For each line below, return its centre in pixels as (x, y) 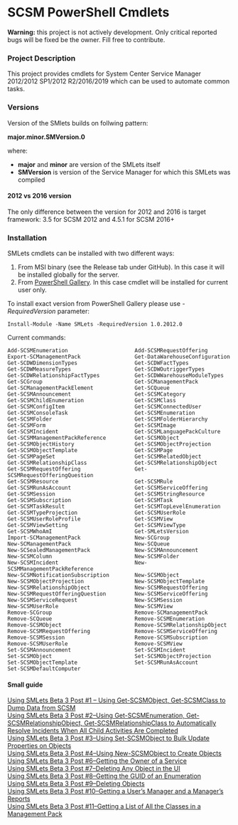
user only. (32, 290)
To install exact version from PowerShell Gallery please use (94, 304)
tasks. (16, 89)
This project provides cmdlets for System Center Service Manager (104, 74)
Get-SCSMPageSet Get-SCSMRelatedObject (104, 457)
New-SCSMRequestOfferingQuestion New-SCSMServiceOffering (108, 594)
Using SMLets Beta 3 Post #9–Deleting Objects (76, 784)
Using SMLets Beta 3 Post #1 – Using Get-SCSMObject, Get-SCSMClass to (117, 700)
